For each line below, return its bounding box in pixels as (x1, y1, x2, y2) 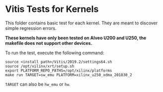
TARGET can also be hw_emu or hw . (5, 81, 71, 87)
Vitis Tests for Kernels (5, 3, 99, 15)
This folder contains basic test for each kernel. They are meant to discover (5, 20, 158, 26)
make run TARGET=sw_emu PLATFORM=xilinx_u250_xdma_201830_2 (5, 72, 133, 78)
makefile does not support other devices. (5, 40, 92, 46)
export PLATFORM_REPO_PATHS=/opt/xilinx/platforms (5, 68, 112, 73)
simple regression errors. (5, 25, 57, 31)
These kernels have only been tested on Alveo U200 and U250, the (5, 35, 147, 41)
